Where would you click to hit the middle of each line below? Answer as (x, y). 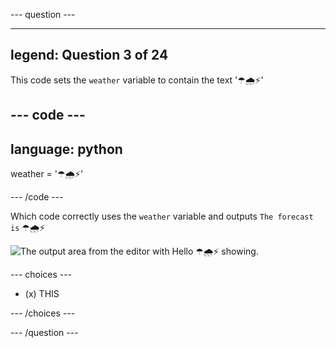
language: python (66, 149)
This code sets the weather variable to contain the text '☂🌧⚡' (137, 80)
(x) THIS (42, 294)
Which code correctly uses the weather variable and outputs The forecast (162, 216)
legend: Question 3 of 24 (89, 55)
